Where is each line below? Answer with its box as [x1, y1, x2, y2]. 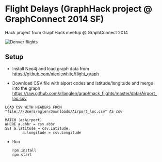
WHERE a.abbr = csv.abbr [5, 121, 55, 126]
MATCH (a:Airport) [5, 117, 42, 122]
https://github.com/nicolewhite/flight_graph [12, 71, 99, 77]
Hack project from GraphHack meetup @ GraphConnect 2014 [5, 29, 128, 35]
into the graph [12, 85, 40, 91]
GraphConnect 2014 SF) [5, 13, 104, 25]
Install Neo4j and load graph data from [12, 66, 90, 71]
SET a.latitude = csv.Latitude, [5, 126, 70, 131]
